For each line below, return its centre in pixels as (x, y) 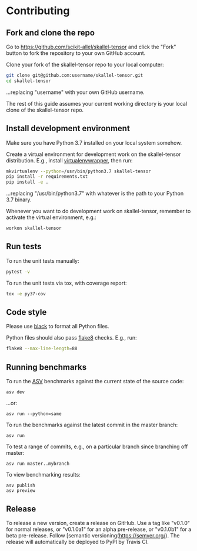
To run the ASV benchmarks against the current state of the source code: (95, 382)
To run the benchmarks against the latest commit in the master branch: (92, 425)
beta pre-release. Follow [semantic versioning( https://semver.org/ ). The (93, 535)
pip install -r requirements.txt (47, 177)
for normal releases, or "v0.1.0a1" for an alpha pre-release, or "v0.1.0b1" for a (99, 529)
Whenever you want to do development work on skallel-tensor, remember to (98, 211)
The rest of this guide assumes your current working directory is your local (97, 103)
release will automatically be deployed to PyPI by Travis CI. (77, 542)
